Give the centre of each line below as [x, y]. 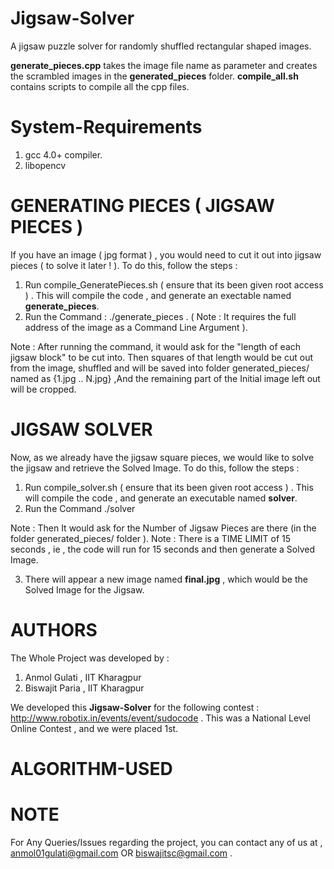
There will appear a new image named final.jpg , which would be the [166, 579]
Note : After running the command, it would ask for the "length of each [156, 346]
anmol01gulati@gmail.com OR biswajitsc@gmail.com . [121, 853]
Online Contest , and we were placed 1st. [94, 728]
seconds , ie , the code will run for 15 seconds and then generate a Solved [163, 549]
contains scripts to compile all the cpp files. [100, 86]
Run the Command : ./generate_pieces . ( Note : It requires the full [160, 316]
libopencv [45, 165]
